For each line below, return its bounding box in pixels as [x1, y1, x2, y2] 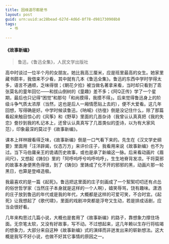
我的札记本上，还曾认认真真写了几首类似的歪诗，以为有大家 [27, 120, 151, 126]
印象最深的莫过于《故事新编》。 [16, 126, 80, 132]
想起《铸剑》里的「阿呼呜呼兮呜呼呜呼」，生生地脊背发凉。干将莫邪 [25, 156, 164, 162]
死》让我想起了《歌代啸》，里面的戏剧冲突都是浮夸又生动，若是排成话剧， [5, 198, 157, 204]
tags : [5, 21, 17, 27]
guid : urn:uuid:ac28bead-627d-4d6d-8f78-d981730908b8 [5, 17, 121, 22]
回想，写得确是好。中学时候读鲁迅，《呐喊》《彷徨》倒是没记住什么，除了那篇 [5, 107, 164, 113]
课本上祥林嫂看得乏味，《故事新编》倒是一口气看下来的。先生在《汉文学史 [5, 137, 157, 143]
